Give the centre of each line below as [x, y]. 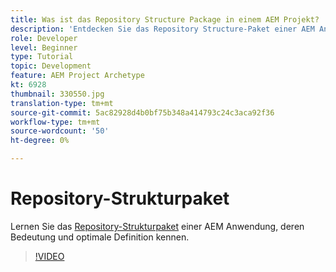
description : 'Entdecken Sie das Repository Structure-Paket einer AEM [162, 29]
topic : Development [51, 66]
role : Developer [44, 38]
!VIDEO [49, 256]
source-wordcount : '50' [60, 131]
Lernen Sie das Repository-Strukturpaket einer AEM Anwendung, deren [157, 226]
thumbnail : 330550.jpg [57, 94]
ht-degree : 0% [40, 141]
